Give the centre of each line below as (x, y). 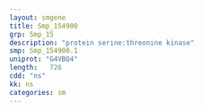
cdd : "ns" (28, 76)
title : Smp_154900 (44, 26)
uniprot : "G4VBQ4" (44, 59)
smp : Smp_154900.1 (44, 51)
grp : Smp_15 (31, 34)
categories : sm (38, 92)
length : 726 (36, 68)
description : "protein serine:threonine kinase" (102, 43)
